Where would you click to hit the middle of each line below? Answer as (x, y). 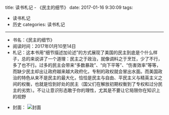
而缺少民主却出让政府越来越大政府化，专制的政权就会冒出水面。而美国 (85, 71)
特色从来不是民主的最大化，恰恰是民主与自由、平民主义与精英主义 (90, 78)
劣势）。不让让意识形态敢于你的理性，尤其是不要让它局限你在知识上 (91, 90)
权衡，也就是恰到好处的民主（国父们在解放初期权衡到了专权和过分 (90, 84)
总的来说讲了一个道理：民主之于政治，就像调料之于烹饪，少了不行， (92, 59)
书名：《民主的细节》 (33, 40)
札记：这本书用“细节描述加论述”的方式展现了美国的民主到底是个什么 (83, 52)
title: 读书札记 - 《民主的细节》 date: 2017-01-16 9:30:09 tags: (69, 7)
